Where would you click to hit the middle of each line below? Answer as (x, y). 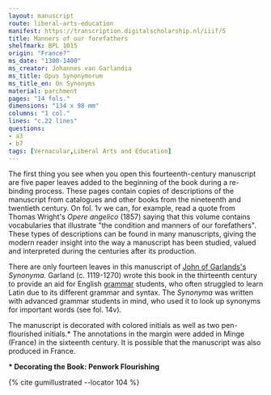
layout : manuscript (41, 16)
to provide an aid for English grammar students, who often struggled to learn (136, 284)
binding (21, 191)
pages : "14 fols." (39, 99)
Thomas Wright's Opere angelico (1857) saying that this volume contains (129, 217)
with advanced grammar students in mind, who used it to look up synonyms (135, 301)
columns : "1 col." (39, 114)
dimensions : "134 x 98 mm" (54, 106)
